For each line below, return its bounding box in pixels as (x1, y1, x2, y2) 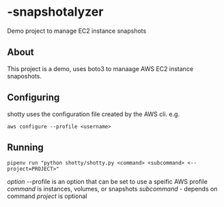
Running (7, 141, 44, 153)
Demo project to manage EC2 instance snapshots (7, 27, 147, 35)
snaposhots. (7, 72, 42, 80)
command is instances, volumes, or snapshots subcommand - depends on (7, 185, 218, 193)
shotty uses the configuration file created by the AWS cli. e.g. (7, 110, 180, 118)
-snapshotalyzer (7, 4, 104, 20)
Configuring (7, 92, 60, 103)
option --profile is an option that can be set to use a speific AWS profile (7, 178, 208, 186)
